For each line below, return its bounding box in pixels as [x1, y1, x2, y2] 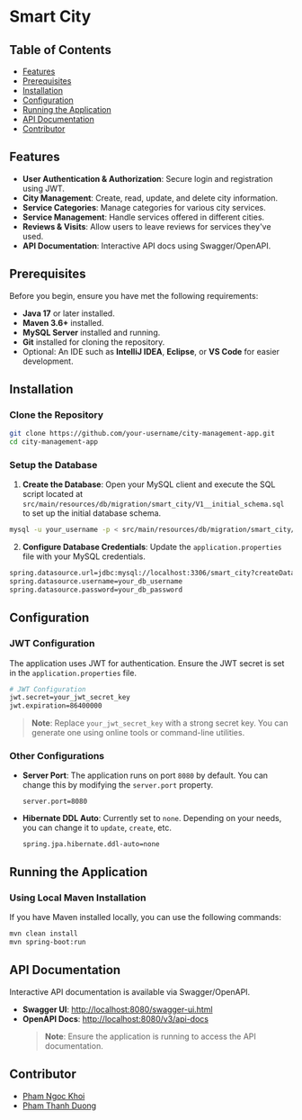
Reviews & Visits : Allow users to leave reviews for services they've [22, 221, 271, 231]
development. [22, 356, 74, 366]
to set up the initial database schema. [22, 508, 162, 519]
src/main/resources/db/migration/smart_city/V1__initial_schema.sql [22, 500, 285, 510]
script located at [22, 489, 84, 500]
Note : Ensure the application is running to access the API [44, 1031, 256, 1042]
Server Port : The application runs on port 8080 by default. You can [22, 770, 268, 781]
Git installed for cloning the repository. [22, 336, 165, 348]
